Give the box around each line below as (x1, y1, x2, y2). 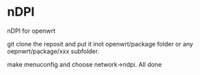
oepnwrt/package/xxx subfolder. (7, 47, 99, 55)
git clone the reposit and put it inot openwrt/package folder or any (7, 40, 194, 48)
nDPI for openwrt (7, 27, 56, 35)
